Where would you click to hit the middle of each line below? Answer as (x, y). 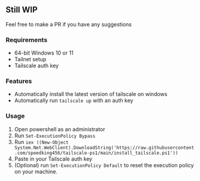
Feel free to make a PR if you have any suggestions (69, 24)
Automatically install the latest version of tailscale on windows (91, 94)
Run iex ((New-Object (41, 142)
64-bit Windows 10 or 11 (44, 53)
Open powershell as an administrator (60, 129)
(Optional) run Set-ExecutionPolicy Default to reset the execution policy (104, 165)
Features (19, 82)
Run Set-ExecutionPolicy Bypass (55, 135)
